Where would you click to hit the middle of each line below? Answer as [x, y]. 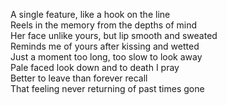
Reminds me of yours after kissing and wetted [105, 46]
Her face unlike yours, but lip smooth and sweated [114, 35]
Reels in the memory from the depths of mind [104, 25]
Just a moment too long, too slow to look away [106, 57]
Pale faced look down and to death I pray [95, 67]
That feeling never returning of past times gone [107, 88]
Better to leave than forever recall [79, 78]
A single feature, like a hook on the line [90, 14]
